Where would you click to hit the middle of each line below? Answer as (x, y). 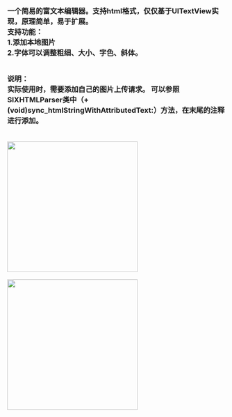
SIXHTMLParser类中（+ (48, 100)
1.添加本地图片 (31, 42)
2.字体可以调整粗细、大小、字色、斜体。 (75, 52)
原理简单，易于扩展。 (57, 21)
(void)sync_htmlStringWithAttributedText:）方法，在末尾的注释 (116, 111)
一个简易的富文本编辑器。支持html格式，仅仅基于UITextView (109, 10)
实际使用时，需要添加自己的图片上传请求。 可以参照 (93, 90)
